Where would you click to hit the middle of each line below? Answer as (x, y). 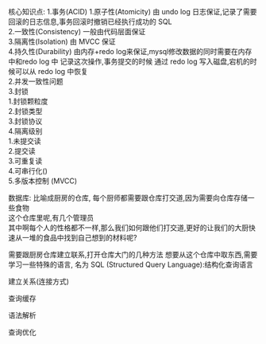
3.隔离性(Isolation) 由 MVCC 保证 (62, 41)
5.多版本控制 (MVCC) (43, 181)
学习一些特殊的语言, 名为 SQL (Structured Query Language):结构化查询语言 (131, 264)
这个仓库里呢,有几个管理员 (51, 218)
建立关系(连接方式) (39, 281)
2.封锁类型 (25, 111)
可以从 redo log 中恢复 (52, 71)
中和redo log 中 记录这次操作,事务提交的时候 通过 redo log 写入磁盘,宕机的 (129, 61)
